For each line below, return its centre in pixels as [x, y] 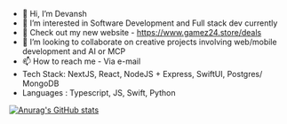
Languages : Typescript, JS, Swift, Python [99, 93]
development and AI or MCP [74, 51]
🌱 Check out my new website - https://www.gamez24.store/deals [142, 32]
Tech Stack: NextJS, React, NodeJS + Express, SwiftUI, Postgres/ [142, 74]
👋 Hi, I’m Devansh [54, 14]
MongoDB [40, 83]
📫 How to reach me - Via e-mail [81, 61]
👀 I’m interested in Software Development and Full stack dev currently [150, 23]
